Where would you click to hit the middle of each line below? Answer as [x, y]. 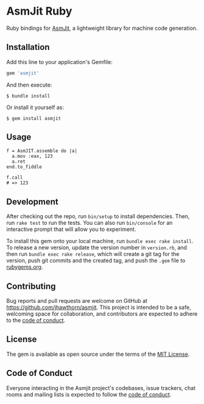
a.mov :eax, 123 [32, 157]
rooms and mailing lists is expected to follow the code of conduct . [89, 394]
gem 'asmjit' [23, 73]
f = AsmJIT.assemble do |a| [42, 151]
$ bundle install [28, 96]
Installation [28, 47]
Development [33, 201]
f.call [15, 178]
